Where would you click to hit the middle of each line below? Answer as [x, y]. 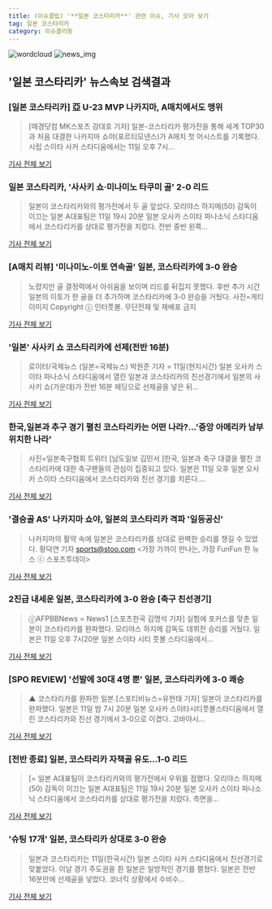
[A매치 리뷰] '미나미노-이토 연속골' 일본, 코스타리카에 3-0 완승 [123, 267]
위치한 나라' [30, 439]
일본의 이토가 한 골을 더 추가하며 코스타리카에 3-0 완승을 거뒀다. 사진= [140, 296]
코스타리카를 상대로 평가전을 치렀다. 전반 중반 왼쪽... [126, 227]
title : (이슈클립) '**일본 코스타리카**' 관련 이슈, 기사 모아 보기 [109, 16]
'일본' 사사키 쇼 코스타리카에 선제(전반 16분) [89, 347]
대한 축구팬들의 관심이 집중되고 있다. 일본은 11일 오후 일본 [154, 469]
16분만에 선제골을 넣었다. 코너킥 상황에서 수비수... [106, 879]
